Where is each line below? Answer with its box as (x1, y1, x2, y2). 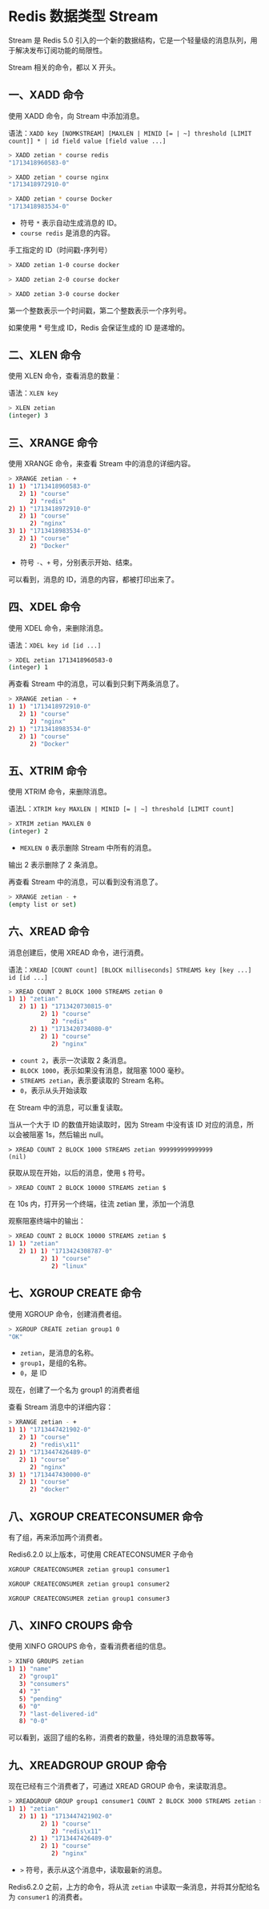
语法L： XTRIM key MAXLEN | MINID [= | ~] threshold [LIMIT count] (8, 804, 235, 814)
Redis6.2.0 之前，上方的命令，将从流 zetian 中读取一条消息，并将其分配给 (8, 1883, 254, 1892)
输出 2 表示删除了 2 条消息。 (8, 860, 102, 869)
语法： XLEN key (8, 388, 58, 398)
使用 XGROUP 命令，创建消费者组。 (8, 1309, 126, 1318)
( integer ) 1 (8, 664, 48, 672)
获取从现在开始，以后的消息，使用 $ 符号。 (8, 1168, 150, 1177)
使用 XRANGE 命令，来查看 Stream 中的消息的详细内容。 (8, 459, 195, 468)
